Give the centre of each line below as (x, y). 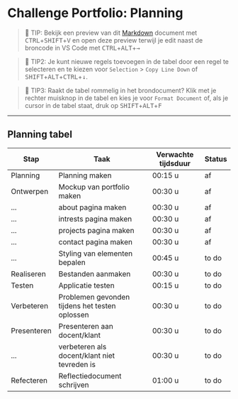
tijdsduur (175, 163)
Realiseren (28, 273)
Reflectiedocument (90, 376)
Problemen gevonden (94, 297)
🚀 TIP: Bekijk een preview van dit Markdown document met (111, 33)
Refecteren (29, 380)
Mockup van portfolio (94, 187)
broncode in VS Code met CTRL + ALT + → (82, 48)
